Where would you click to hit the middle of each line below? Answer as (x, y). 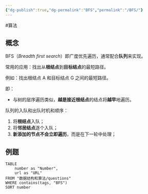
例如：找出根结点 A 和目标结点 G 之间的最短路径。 (58, 78)
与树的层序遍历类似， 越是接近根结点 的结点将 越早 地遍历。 (73, 100)
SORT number (18, 187)
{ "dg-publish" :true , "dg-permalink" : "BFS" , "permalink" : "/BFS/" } (74, 10)
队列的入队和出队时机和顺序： (37, 111)
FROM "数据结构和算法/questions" (38, 179)
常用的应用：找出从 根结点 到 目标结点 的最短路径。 (57, 67)
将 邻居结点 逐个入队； (35, 128)
